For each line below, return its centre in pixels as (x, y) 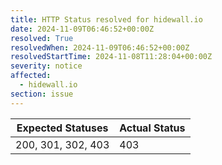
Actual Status (152, 128)
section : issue (42, 94)
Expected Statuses (62, 128)
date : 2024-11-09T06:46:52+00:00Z (82, 29)
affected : (31, 76)
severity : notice (46, 66)
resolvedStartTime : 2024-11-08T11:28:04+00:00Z (111, 57)
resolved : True (42, 38)
